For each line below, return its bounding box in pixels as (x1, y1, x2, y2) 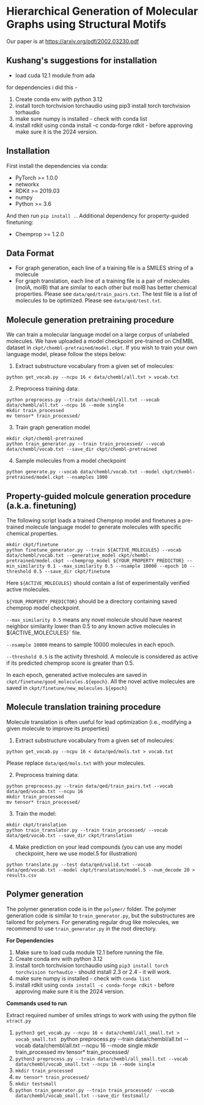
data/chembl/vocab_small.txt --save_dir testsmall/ (15, 1093, 150, 1099)
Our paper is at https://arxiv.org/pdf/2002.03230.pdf (6, 37, 139, 45)
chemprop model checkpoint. (6, 604, 81, 611)
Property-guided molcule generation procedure (6, 491, 191, 501)
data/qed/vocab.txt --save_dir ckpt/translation (6, 832, 133, 838)
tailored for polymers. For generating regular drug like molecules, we (6, 918, 179, 925)
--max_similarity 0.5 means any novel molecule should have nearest (6, 616, 182, 623)
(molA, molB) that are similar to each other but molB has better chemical (15, 284, 197, 291)
